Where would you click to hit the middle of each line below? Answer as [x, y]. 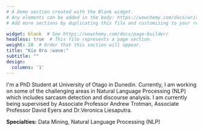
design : [16, 62]
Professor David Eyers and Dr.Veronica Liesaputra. [69, 110]
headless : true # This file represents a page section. [79, 40]
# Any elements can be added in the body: [60, 17]
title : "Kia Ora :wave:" [37, 51]
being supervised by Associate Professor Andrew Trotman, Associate [93, 103]
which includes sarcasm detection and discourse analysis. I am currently [97, 97]
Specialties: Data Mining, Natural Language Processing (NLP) [83, 121]
